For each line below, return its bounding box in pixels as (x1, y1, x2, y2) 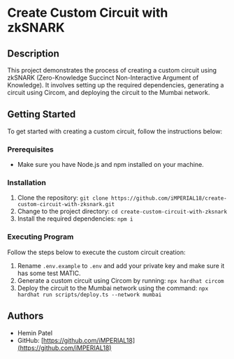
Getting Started (7, 108, 76, 120)
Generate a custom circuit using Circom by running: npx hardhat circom (17, 276, 225, 284)
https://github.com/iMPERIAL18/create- (110, 195, 227, 202)
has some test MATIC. (17, 269, 82, 277)
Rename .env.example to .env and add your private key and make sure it (17, 261, 225, 270)
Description (7, 47, 59, 59)
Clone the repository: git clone (17, 193, 108, 202)
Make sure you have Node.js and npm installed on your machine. (17, 161, 204, 169)
